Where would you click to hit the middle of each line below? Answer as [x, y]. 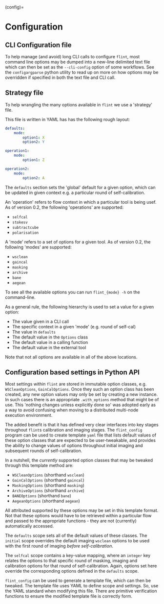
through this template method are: [39, 465]
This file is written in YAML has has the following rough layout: [68, 119]
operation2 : [17, 169]
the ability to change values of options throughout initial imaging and [74, 446]
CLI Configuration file [38, 45]
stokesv [20, 222]
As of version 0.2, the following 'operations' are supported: [64, 207]
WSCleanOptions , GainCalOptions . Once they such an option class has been [80, 389]
